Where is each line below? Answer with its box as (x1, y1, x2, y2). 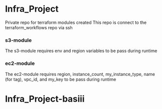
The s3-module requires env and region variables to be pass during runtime (5, 48, 158, 54)
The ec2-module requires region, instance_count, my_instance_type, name (5, 71, 155, 77)
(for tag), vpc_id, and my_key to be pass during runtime (5, 76, 116, 82)
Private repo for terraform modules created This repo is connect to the (5, 19, 147, 25)
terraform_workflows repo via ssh (5, 24, 73, 30)
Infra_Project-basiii (5, 93, 85, 104)
